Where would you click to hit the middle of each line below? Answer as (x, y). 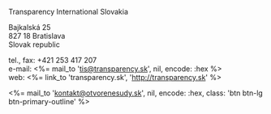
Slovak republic (34, 44)
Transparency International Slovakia (68, 12)
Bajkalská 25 (30, 27)
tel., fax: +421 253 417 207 (53, 60)
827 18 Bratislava (37, 36)
